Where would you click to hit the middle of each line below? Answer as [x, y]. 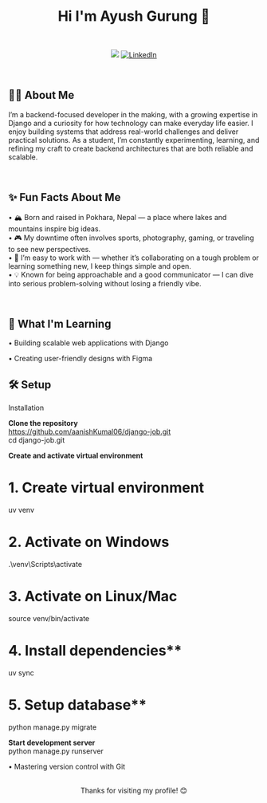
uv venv [21, 510]
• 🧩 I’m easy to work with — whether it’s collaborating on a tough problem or [133, 258]
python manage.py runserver [56, 751]
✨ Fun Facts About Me [65, 197]
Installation [26, 408]
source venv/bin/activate [49, 618]
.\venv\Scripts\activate [45, 565]
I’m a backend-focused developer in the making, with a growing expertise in [133, 114]
